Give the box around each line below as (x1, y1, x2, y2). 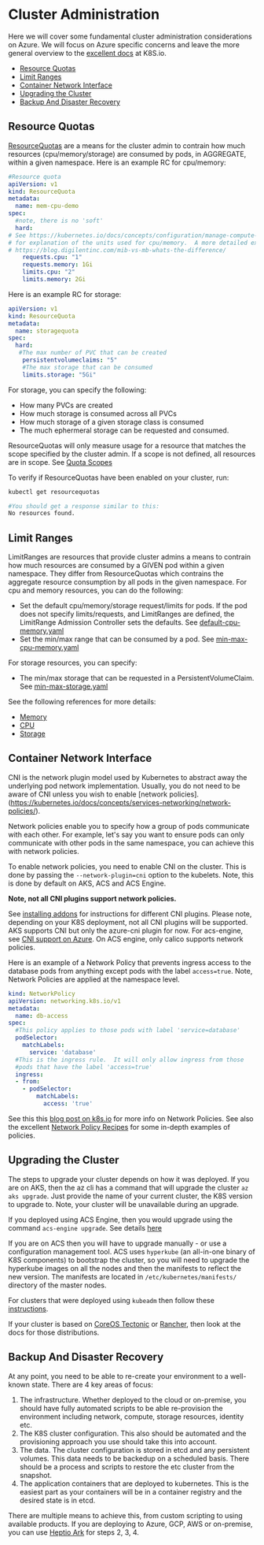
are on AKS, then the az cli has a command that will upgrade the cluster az (8, 1183, 249, 1192)
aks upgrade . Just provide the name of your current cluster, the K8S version (8, 1191, 253, 1201)
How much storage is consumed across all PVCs (19, 408, 177, 418)
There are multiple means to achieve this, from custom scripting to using (8, 1510, 244, 1520)
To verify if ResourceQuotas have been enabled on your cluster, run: (8, 473, 229, 482)
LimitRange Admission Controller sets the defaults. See (19, 618, 198, 627)
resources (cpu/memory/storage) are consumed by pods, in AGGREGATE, (8, 149, 247, 158)
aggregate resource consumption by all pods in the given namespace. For (8, 578, 247, 587)
